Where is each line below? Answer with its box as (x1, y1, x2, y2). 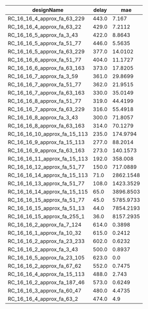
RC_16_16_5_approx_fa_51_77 (8, 40, 82, 47)
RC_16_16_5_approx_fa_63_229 (8, 48, 85, 55)
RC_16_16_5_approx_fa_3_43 (8, 31, 78, 39)
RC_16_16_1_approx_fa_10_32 (8, 229, 82, 236)
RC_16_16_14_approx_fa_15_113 (8, 172, 88, 179)
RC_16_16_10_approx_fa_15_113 (8, 130, 88, 138)
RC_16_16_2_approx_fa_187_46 (8, 279, 85, 286)
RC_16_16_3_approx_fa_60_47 (8, 287, 82, 294)
